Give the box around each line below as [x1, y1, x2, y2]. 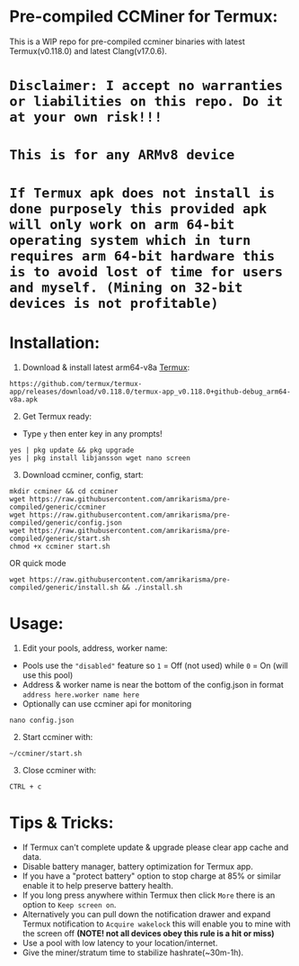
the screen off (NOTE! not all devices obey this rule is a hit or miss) [22, 928, 276, 939]
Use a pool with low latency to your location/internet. [22, 938, 218, 949]
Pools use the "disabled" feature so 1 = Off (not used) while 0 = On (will [22, 660, 289, 672]
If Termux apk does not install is [9, 185, 276, 202]
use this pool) [22, 670, 74, 681]
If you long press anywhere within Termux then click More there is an [22, 889, 276, 901]
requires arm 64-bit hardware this [9, 248, 276, 265]
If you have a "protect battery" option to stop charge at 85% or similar [22, 871, 282, 881]
